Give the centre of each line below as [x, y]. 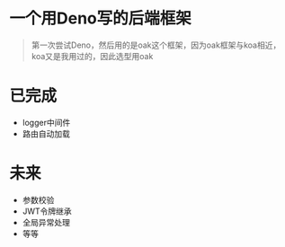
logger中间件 [46, 122]
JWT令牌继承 [47, 211]
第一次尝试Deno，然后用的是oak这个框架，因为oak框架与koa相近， [156, 45]
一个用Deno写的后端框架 [100, 18]
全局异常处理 [46, 222]
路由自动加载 [46, 133]
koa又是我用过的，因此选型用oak [92, 56]
